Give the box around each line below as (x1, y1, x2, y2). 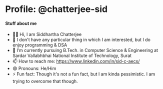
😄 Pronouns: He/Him (12, 65, 56, 71)
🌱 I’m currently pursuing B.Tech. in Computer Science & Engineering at (12, 47, 158, 53)
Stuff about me (5, 20, 37, 26)
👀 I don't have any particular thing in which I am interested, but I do (12, 36, 151, 43)
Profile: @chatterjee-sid (5, 3, 108, 15)
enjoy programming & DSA (12, 42, 67, 48)
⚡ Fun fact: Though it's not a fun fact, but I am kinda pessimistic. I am (12, 71, 155, 77)
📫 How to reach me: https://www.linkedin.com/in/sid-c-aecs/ (12, 58, 140, 64)
